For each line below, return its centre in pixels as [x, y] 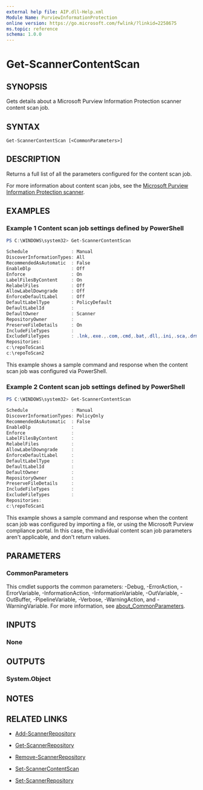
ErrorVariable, [24, 593]
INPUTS [21, 625]
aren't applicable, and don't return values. [58, 537]
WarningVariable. [28, 606]
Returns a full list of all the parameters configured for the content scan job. [99, 174]
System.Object [29, 679]
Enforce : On [44, 274]
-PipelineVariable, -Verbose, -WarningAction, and [94, 599]
